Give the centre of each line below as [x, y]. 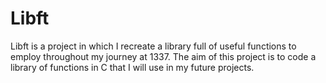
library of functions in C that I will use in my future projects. [132, 67]
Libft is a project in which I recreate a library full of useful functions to [153, 46]
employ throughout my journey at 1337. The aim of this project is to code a [163, 56]
